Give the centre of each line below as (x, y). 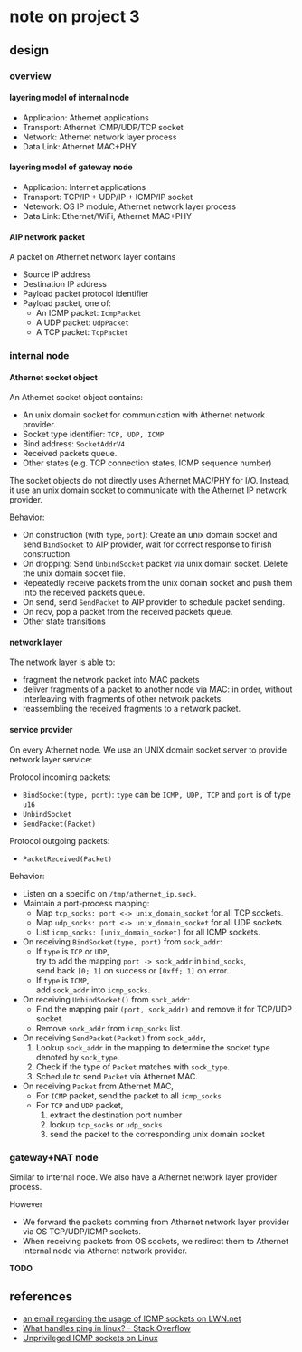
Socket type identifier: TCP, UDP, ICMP (93, 434)
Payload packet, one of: (66, 303)
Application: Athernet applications (85, 117)
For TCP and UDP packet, (80, 1105)
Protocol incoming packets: (60, 777)
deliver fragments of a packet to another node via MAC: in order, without (157, 689)
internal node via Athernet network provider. (105, 1251)
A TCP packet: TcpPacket (82, 332)
